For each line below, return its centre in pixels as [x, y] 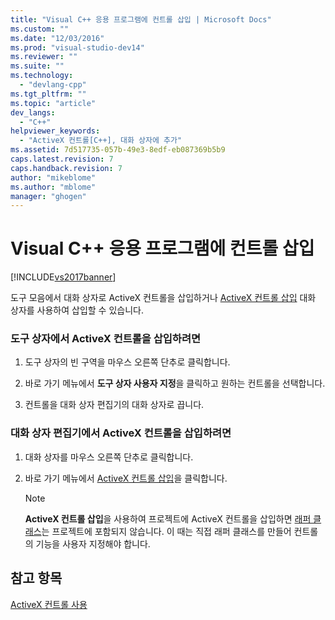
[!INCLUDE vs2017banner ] [63, 277]
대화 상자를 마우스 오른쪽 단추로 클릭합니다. [109, 457]
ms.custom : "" [40, 29]
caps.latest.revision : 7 [62, 159]
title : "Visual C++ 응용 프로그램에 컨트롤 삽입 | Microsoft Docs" [141, 19]
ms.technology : [42, 76]
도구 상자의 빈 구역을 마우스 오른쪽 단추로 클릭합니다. [127, 362]
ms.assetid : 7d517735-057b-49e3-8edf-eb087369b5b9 [118, 150]
